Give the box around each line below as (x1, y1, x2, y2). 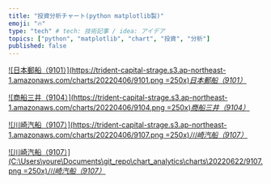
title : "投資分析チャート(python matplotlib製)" (8, 11, 164, 20)
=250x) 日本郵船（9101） (165, 75, 247, 85)
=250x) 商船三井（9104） (166, 103, 250, 113)
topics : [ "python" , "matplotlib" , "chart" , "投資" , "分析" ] (8, 34, 210, 43)
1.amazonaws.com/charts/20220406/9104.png (8, 103, 165, 113)
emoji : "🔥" (8, 19, 46, 28)
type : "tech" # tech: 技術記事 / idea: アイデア (8, 27, 166, 35)
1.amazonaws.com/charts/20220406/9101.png (8, 75, 164, 85)
